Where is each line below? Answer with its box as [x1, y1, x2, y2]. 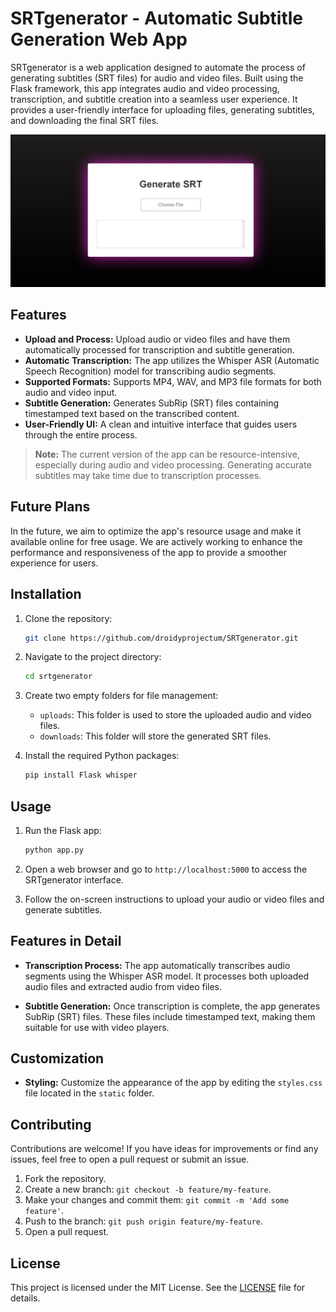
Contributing [10, 1116, 92, 1133]
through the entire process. [24, 428, 138, 441]
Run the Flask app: [24, 824, 102, 836]
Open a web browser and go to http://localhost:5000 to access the [24, 863, 308, 875]
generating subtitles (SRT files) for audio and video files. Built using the [10, 72, 304, 84]
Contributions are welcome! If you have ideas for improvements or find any [10, 1143, 319, 1155]
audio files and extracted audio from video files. [24, 980, 223, 992]
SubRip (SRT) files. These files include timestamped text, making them [24, 1010, 316, 1022]
